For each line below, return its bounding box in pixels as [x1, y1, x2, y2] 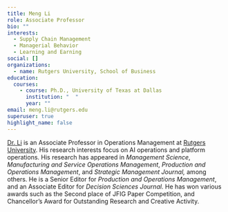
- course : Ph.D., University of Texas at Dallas [19, 87, 162, 94]
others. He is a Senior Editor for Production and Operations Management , [7, 175, 217, 183]
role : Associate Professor [7, 17, 85, 23]
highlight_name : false [7, 119, 73, 126]
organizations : [7, 61, 51, 68]
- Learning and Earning [13, 49, 82, 56]
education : [7, 74, 39, 81]
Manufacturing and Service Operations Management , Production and [7, 160, 206, 168]
